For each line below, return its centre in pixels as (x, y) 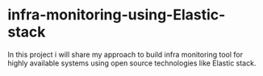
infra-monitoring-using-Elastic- (117, 15)
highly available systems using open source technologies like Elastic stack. (132, 63)
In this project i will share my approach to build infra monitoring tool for (125, 54)
